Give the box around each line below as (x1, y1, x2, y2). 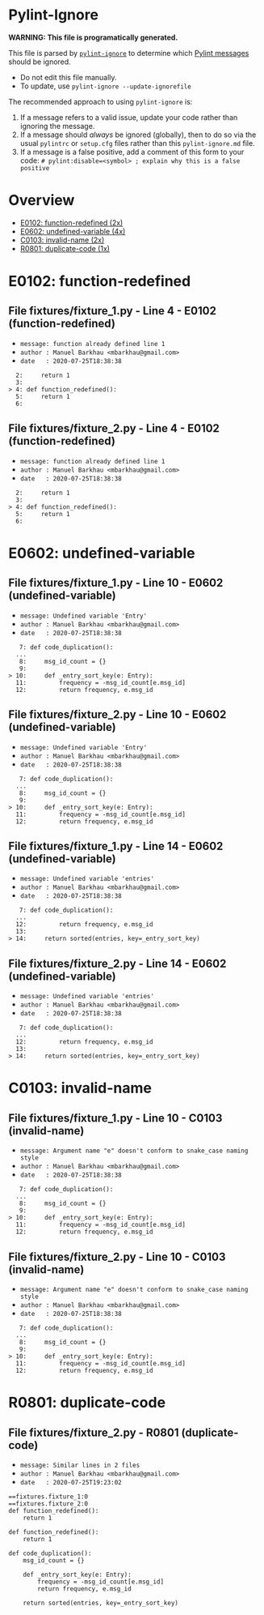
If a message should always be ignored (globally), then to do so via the (19, 130, 257, 139)
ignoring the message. (19, 121, 95, 130)
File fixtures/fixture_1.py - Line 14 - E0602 (8, 839, 224, 852)
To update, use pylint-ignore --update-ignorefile (19, 81, 191, 91)
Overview (8, 191, 75, 210)
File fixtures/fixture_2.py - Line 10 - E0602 (8, 707, 227, 722)
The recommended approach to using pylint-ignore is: (8, 96, 193, 106)
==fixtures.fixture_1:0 (8, 1493, 89, 1501)
